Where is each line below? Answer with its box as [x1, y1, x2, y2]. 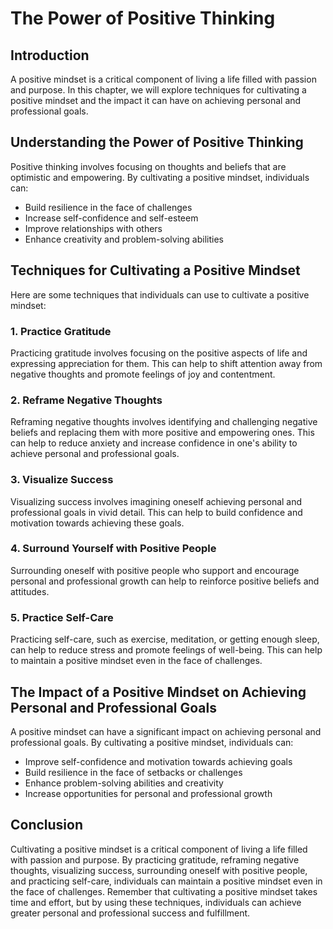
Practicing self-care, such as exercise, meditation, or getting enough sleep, [10, 633, 320, 646]
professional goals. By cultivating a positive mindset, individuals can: [10, 736, 294, 748]
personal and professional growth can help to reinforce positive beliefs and [10, 575, 320, 587]
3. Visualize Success [10, 473, 114, 487]
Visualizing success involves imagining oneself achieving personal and [10, 495, 303, 507]
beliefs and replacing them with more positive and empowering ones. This [10, 427, 315, 439]
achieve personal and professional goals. [10, 448, 180, 460]
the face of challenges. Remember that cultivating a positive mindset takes [10, 885, 318, 897]
